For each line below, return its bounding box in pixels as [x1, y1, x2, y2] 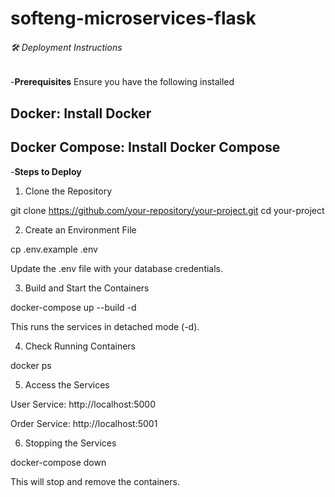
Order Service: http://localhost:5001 [10, 417, 158, 429]
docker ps [10, 359, 52, 371]
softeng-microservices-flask [10, 7, 257, 30]
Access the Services [24, 378, 110, 391]
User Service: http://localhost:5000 [10, 398, 156, 410]
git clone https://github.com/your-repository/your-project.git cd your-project [10, 204, 325, 216]
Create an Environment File [24, 223, 137, 236]
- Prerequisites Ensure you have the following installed [10, 76, 235, 88]
